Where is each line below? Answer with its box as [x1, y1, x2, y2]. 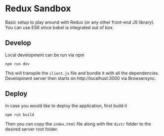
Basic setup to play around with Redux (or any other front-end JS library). [5, 19, 155, 25]
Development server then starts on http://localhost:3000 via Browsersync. [5, 75, 157, 81]
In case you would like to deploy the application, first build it [5, 102, 127, 108]
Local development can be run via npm [5, 52, 85, 58]
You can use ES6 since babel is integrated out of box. [5, 24, 114, 30]
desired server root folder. [5, 126, 58, 132]
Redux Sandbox [5, 3, 71, 14]
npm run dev [5, 61, 30, 67]
